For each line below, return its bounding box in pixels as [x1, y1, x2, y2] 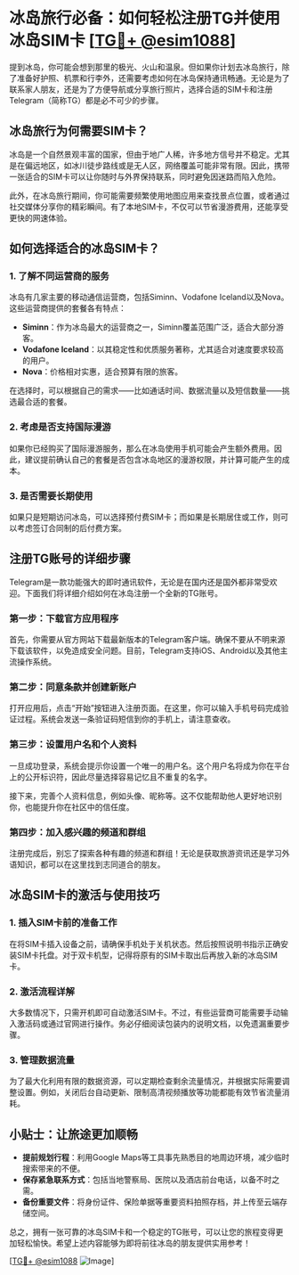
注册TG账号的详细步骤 [9, 552, 132, 567]
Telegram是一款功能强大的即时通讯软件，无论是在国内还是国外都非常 [9, 576, 263, 587]
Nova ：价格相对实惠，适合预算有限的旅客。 [21, 366, 183, 377]
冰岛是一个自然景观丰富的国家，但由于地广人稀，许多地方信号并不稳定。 [9, 149, 274, 159]
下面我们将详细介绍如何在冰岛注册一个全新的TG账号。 [24, 587, 223, 598]
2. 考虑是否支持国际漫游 [9, 421, 111, 433]
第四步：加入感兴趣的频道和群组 [9, 826, 147, 838]
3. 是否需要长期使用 [9, 489, 93, 502]
